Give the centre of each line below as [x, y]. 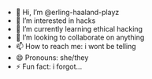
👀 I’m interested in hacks [56, 21]
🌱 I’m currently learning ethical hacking [79, 29]
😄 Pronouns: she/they [52, 58]
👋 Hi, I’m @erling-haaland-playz [67, 12]
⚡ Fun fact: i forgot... [49, 66]
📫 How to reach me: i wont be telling [76, 46]
